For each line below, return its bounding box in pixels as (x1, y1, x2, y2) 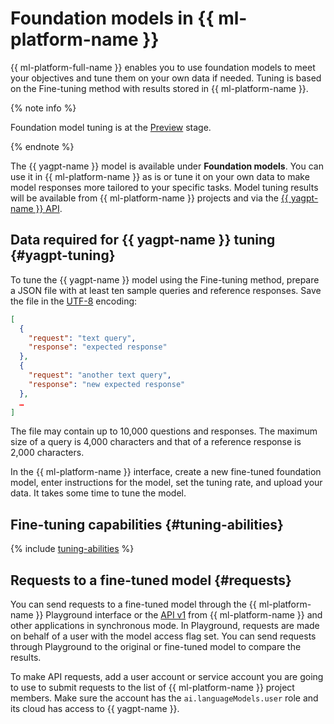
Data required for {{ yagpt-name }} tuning (10, 232, 276, 249)
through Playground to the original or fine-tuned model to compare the (10, 641, 302, 652)
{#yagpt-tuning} (10, 247, 116, 264)
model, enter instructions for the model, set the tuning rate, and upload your (10, 477, 323, 489)
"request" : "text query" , (28, 333, 137, 343)
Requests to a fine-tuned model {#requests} (10, 572, 292, 589)
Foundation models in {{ (10, 7, 215, 30)
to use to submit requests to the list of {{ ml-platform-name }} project (10, 682, 295, 693)
